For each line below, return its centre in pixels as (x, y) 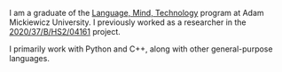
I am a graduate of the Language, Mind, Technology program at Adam (137, 13)
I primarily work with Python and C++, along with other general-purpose (141, 49)
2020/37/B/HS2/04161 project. (65, 32)
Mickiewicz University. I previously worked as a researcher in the (128, 22)
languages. (30, 58)
